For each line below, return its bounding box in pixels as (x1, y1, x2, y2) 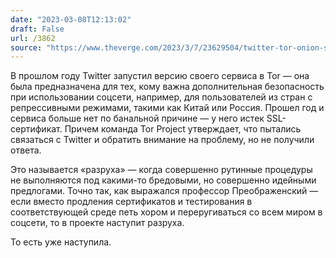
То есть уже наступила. (10, 236, 112, 248)
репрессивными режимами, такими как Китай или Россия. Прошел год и (10, 102, 325, 114)
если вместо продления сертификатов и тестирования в (10, 196, 253, 208)
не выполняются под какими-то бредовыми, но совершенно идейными (10, 174, 317, 186)
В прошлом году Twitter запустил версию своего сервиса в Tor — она (10, 70, 310, 82)
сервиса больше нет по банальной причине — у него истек (10, 112, 265, 125)
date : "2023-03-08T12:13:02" (10, 14, 132, 25)
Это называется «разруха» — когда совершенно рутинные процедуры (10, 164, 313, 176)
